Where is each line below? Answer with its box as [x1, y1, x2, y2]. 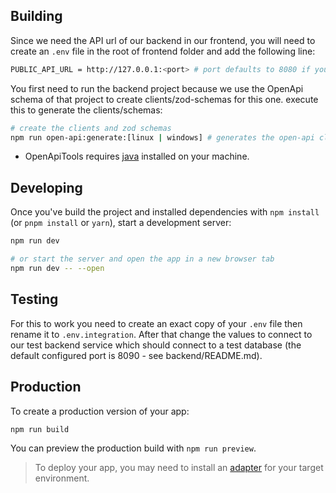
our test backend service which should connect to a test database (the [10, 339, 302, 351]
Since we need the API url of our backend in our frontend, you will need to [10, 34, 316, 46]
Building [10, 8, 63, 25]
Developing [10, 179, 83, 196]
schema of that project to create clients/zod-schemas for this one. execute [10, 93, 319, 105]
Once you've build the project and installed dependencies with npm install [10, 206, 320, 218]
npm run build [10, 424, 70, 434]
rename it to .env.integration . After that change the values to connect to [10, 328, 313, 340]
